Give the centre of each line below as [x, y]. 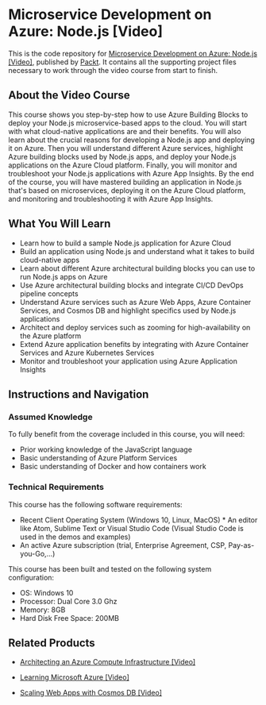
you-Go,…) [37, 553]
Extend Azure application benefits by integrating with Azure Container [134, 344]
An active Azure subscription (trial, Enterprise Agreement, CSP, [123, 545]
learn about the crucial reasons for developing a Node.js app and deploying [132, 140]
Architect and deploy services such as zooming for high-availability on [135, 327]
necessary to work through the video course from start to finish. [113, 70]
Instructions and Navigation [79, 394]
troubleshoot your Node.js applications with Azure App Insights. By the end [131, 173]
